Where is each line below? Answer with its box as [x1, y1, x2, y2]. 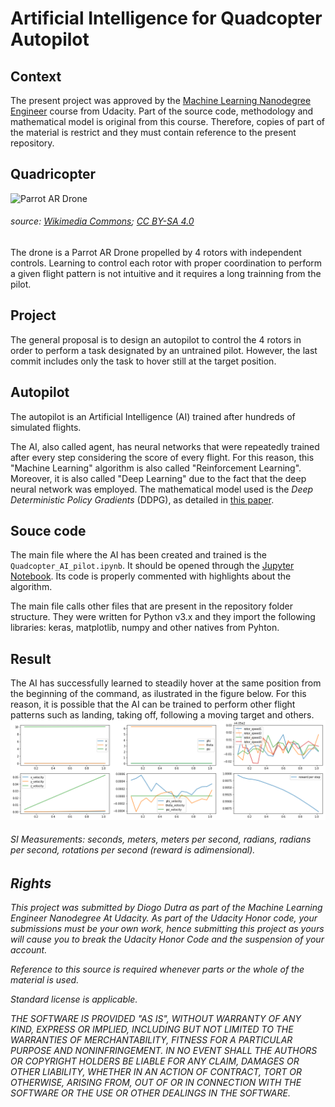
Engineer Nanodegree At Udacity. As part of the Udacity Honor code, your [10, 912, 318, 924]
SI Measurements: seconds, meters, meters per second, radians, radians [10, 833, 312, 846]
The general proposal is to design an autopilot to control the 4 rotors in [10, 333, 302, 346]
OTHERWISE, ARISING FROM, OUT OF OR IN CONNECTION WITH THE [10, 1077, 302, 1089]
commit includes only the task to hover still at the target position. [10, 355, 277, 367]
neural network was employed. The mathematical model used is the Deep [10, 483, 314, 495]
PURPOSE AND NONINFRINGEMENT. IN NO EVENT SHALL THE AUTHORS [10, 1045, 318, 1057]
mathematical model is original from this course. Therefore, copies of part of [10, 116, 326, 127]
